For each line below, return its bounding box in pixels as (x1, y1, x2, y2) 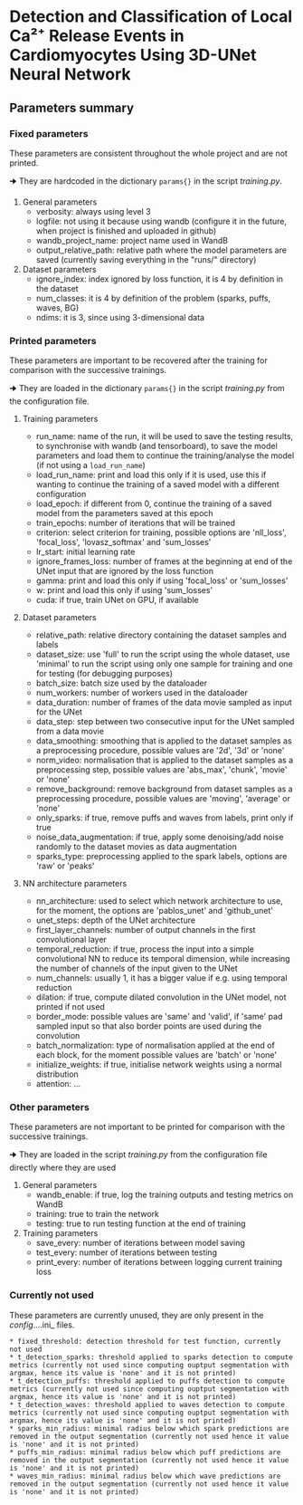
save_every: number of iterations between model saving (35, 1238, 246, 1249)
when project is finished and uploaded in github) (35, 225, 217, 236)
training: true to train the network (35, 1209, 160, 1220)
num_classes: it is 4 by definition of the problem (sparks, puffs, (35, 292, 271, 303)
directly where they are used (9, 1162, 116, 1174)
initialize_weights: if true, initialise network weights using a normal (35, 1059, 282, 1070)
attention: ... (35, 1078, 81, 1089)
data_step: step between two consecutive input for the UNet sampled (35, 716, 295, 727)
